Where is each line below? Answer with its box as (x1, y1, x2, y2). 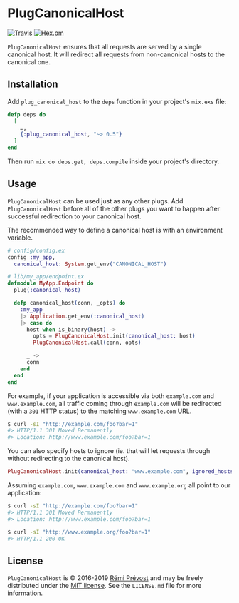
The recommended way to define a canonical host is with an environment (7, 226, 223, 234)
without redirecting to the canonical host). (7, 455, 130, 463)
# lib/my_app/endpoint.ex (7, 273, 84, 280)
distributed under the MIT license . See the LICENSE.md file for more (7, 582, 202, 590)
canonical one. (7, 57, 51, 66)
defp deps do (7, 111, 46, 118)
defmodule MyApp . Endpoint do (7, 280, 94, 287)
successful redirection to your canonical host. (7, 212, 142, 221)
